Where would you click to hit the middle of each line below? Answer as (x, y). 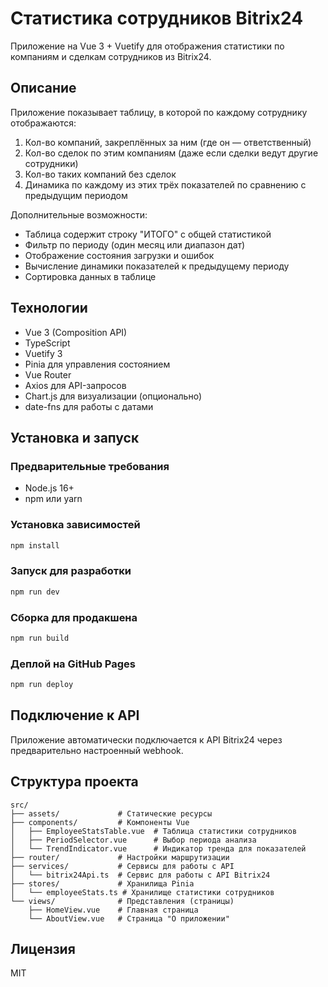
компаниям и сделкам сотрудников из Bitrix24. (111, 56)
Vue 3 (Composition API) (76, 332)
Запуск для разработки (71, 571)
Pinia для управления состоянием (97, 364)
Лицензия (43, 948)
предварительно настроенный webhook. (97, 750)
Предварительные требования (90, 466)
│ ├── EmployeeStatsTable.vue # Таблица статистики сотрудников (154, 831)
